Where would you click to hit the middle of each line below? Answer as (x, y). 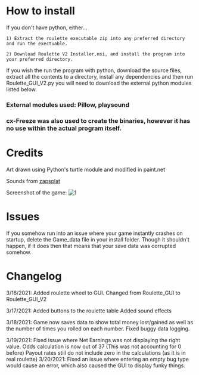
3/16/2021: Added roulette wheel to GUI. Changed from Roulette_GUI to (93, 293)
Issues (23, 216)
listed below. (22, 89)
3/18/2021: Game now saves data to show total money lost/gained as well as (100, 322)
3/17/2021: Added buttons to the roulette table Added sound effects (89, 311)
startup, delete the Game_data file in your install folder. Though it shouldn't (98, 239)
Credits (25, 153)
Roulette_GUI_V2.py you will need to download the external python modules (99, 83)
